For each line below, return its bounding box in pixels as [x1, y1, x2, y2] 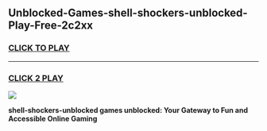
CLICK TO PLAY [8, 43, 70, 54]
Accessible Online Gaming [8, 114, 98, 123]
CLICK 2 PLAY [8, 72, 64, 83]
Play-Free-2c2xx [8, 19, 94, 33]
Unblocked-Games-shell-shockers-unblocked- [8, 6, 248, 20]
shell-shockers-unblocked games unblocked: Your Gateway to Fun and [8, 105, 249, 114]
